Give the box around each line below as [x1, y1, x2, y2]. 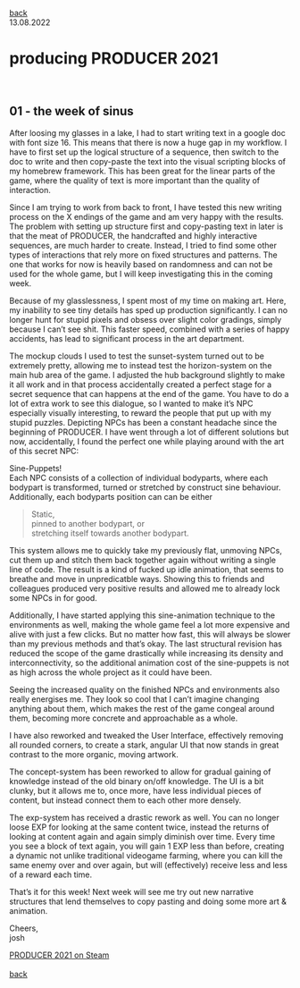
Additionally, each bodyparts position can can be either [9, 491, 212, 502]
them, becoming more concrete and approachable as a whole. [9, 713, 238, 723]
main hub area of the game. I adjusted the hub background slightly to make [9, 369, 286, 380]
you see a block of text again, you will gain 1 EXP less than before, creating [9, 840, 285, 851]
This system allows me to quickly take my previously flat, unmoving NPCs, [9, 545, 283, 555]
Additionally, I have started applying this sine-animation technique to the [9, 610, 275, 621]
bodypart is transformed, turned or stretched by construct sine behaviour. [9, 482, 281, 493]
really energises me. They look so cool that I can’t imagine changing [9, 693, 260, 705]
